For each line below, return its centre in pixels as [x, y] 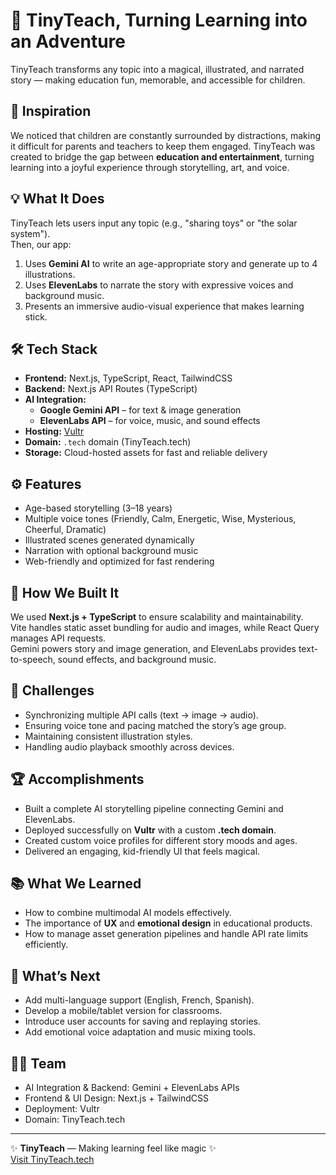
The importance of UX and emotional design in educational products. [168, 923]
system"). [30, 233]
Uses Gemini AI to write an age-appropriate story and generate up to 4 [171, 263]
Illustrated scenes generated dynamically [109, 540]
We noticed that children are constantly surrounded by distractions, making [166, 135]
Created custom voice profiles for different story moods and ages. [161, 840]
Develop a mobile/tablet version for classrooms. [123, 1011]
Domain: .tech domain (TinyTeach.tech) [108, 442]
